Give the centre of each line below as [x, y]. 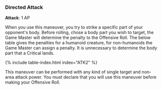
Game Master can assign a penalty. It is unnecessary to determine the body [81, 48]
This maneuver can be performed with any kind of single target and [73, 72]
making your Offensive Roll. [33, 82]
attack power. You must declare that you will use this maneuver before [86, 77]
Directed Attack [24, 7]
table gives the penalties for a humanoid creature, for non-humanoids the [79, 43]
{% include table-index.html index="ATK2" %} [51, 63]
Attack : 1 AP [18, 18]
